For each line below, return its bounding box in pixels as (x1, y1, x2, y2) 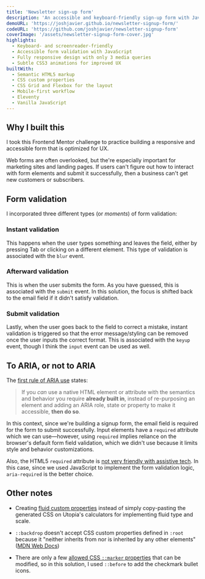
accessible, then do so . (21, 408, 81, 415)
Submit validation (6, 309, 60, 318)
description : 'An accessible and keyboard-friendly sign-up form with (6, 15, 190, 21)
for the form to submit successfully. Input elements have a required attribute (6, 426, 199, 433)
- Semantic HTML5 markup (12, 71, 75, 77)
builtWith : (6, 65, 34, 72)
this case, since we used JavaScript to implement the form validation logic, (6, 464, 195, 471)
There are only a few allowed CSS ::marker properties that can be (15, 553, 181, 561)
